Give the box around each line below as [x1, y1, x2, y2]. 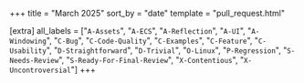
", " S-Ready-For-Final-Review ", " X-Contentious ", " [58, 55, 245, 65]
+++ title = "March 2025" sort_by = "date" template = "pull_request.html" [9, 8, 286, 18]
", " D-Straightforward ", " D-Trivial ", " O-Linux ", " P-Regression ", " [46, 45, 288, 56]
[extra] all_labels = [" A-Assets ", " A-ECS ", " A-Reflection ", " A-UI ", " [9, 26, 252, 36]
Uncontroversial [9, 66, 71, 75]
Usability [9, 47, 47, 56]
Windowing [9, 36, 47, 46]
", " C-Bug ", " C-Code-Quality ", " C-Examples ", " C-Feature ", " [46, 36, 258, 46]
